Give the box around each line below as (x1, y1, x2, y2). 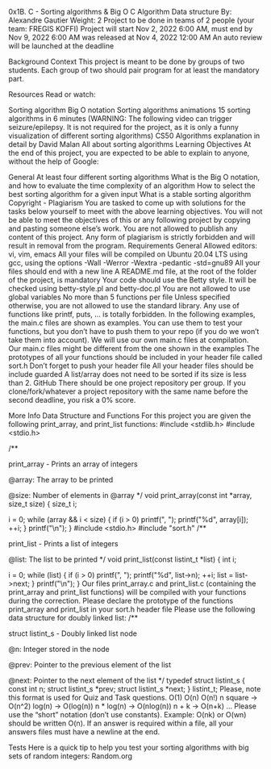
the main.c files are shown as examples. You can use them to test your (8, 318, 243, 328)
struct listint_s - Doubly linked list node (8, 629, 137, 638)
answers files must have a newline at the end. (8, 727, 160, 737)
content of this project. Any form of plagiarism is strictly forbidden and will (8, 232, 256, 241)
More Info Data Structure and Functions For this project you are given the (8, 411, 252, 420)
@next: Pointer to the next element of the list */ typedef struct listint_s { (8, 675, 246, 685)
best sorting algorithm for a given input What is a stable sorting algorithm (8, 190, 252, 199)
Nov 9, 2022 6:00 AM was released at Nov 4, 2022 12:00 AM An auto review (8, 32, 263, 42)
